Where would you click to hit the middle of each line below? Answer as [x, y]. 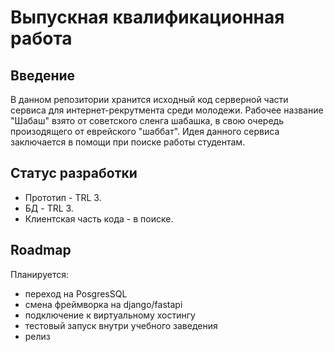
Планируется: [39, 274]
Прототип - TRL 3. [63, 197]
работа [41, 38]
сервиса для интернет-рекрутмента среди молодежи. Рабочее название [167, 110]
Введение [43, 75]
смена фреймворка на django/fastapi [103, 304]
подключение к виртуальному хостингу [110, 315]
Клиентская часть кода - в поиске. [99, 218]
